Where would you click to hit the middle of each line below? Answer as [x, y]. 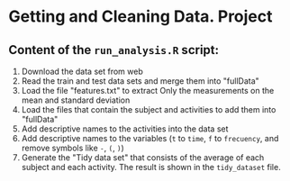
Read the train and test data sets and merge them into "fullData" [140, 81]
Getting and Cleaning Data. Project [140, 17]
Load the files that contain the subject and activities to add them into [149, 109]
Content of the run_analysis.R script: [114, 50]
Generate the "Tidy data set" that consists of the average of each [143, 158]
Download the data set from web [82, 71]
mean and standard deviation [76, 100]
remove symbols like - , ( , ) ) [73, 148]
